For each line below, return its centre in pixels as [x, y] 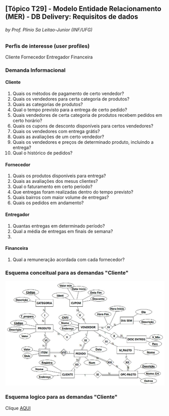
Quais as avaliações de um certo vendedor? [58, 137]
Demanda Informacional [35, 70]
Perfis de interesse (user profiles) [48, 46]
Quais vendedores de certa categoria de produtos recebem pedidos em [87, 115]
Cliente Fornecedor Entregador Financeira [49, 57]
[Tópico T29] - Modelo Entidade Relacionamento [83, 9]
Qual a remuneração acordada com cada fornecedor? [69, 260]
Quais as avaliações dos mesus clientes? [55, 181]
